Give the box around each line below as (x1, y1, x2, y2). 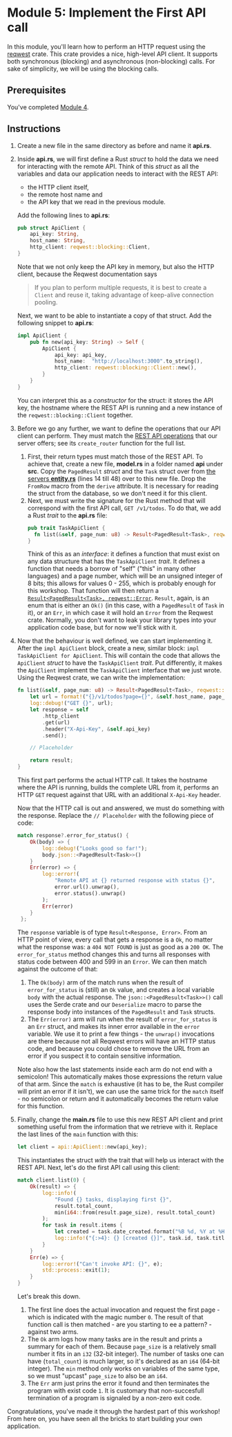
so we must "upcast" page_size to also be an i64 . (27, 1372, 168, 1380)
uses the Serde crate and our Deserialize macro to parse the (27, 1000, 202, 1009)
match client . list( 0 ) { (17, 1177, 86, 1184)
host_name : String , (30, 237, 86, 244)
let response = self (30, 706, 89, 713)
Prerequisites (7, 84, 66, 96)
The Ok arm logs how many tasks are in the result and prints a (27, 1335, 202, 1344)
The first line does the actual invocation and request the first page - (27, 1306, 220, 1314)
